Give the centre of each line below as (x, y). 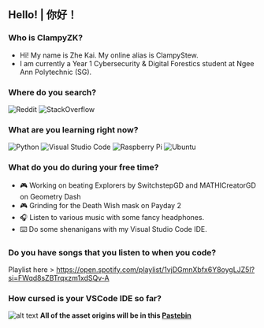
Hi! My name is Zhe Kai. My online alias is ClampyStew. (109, 55)
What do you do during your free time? (84, 167)
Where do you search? (52, 92)
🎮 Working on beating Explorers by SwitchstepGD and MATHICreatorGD (138, 185)
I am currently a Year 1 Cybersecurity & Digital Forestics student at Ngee (137, 63)
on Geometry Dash (50, 196)
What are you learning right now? (73, 129)
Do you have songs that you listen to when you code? (112, 252)
